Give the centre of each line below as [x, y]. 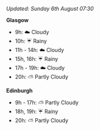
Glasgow [17, 20]
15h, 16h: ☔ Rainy [37, 59]
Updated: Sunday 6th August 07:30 [50, 9]
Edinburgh [19, 91]
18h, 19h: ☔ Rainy [37, 112]
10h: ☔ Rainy [31, 41]
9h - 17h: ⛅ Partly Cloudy [47, 103]
